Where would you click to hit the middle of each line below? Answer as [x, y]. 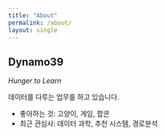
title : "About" [33, 15]
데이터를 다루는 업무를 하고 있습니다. [64, 97]
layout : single [33, 30]
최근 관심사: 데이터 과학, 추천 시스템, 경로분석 [89, 123]
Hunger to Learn [35, 81]
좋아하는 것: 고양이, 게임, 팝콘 [64, 114]
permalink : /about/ [40, 23]
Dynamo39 [36, 62]
